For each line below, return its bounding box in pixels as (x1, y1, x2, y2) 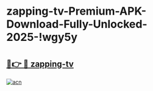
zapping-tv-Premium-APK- (6, 4, 146, 18)
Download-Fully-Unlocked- (6, 17, 148, 31)
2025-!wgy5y (6, 31, 78, 44)
